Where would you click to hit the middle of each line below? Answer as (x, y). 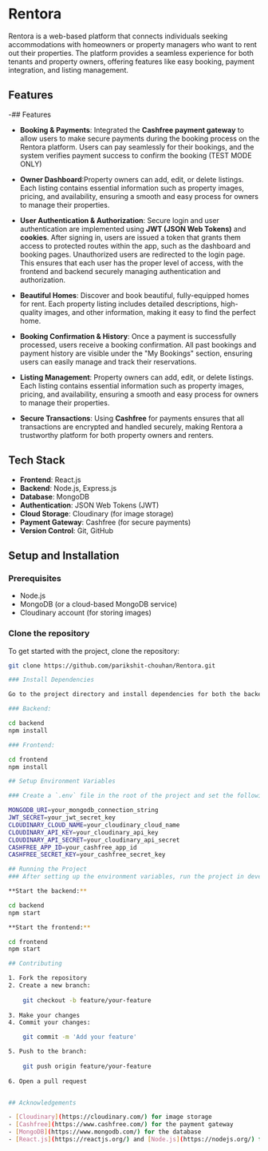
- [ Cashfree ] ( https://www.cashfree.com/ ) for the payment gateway (121, 1125)
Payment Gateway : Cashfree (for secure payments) (105, 522)
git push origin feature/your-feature (87, 1066)
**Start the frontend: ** (49, 927)
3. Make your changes (44, 1015)
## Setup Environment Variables (62, 781)
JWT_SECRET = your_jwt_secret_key (62, 818)
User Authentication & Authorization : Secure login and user (119, 220)
